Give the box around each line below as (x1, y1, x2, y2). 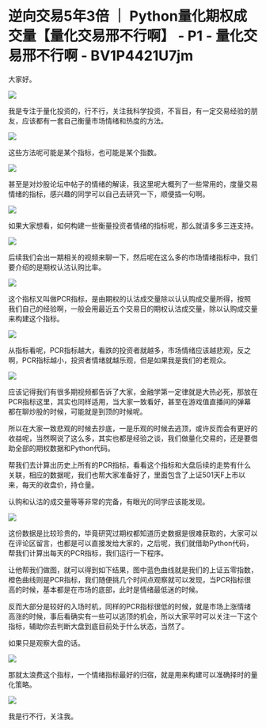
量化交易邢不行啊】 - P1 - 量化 (50, 27, 244, 45)
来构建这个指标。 (8, 313, 64, 323)
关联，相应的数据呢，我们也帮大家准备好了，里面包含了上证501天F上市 (8, 470, 239, 480)
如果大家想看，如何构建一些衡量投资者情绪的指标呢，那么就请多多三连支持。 (8, 221, 258, 230)
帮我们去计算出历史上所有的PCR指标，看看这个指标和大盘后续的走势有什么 (8, 460, 252, 469)
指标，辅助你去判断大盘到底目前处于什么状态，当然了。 (8, 621, 188, 631)
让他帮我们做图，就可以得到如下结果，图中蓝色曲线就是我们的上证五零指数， (8, 565, 258, 574)
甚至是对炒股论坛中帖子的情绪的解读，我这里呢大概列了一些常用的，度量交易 (8, 179, 258, 188)
